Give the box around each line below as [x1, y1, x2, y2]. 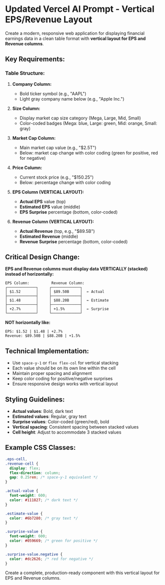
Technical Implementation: [5, 347, 90, 355]
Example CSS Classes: [5, 443, 76, 452]
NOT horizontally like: [5, 320, 51, 326]
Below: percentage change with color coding [19, 179, 111, 185]
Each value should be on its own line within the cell [12, 365, 116, 371]
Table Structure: [5, 70, 45, 77]
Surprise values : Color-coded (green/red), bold [12, 419, 109, 425]
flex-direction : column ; [9, 470, 61, 475]
